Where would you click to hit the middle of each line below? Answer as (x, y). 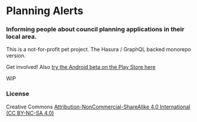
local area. (22, 37)
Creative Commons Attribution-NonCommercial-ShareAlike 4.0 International (98, 107)
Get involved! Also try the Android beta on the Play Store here (81, 67)
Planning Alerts (45, 11)
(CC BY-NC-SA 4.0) (30, 113)
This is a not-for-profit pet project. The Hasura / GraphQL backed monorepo (99, 50)
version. (16, 56)
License (18, 94)
